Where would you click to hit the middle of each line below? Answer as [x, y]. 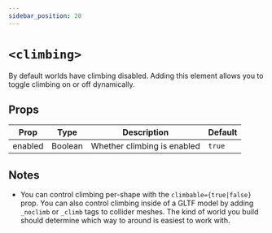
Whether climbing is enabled [146, 146]
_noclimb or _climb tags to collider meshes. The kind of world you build [139, 212]
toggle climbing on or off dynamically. [72, 84]
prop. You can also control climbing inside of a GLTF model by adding [137, 203]
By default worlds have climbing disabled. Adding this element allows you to [136, 76]
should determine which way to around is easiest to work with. [125, 221]
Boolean [68, 146]
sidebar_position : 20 [45, 16]
